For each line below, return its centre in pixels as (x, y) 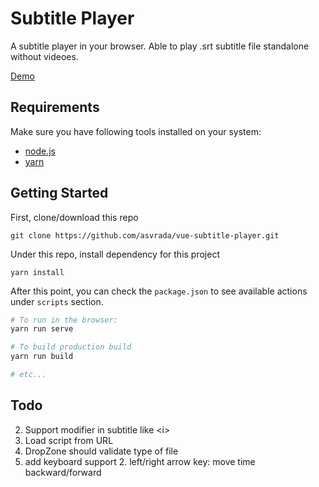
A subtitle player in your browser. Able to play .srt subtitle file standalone (160, 46)
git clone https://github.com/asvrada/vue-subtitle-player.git (145, 235)
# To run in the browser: (64, 320)
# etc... (28, 375)
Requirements (55, 107)
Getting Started (59, 193)
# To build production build (71, 347)
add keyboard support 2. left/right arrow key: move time (140, 461)
